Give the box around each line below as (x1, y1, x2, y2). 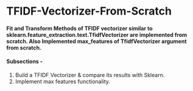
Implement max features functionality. (15, 78, 111, 85)
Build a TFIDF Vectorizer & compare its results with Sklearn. (15, 71, 165, 78)
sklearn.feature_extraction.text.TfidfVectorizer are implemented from (6, 31, 188, 38)
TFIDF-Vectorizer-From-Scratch (6, 4, 172, 18)
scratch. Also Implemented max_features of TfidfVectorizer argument (6, 38, 187, 45)
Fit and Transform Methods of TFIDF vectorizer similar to (6, 24, 153, 32)
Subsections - (6, 58, 43, 65)
